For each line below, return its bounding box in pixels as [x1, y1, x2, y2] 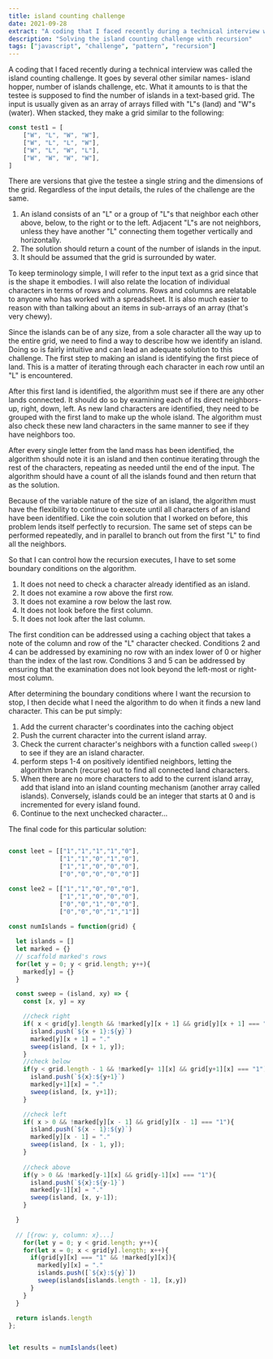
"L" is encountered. [8, 371, 73, 380]
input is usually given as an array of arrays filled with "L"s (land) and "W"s [8, 99, 256, 109]
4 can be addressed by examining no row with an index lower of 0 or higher [8, 647, 262, 657]
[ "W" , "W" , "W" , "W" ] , [23, 154, 100, 162]
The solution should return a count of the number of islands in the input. [19, 244, 262, 253]
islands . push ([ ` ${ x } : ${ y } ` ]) [37, 1269, 136, 1278]
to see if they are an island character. [19, 748, 145, 758]
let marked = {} [15, 945, 71, 953]
